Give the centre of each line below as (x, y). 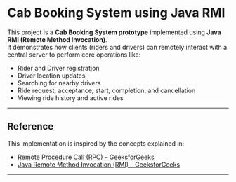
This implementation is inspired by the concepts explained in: (96, 143)
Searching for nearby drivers (59, 83)
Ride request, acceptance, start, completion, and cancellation (106, 90)
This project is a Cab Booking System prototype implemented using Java (114, 32)
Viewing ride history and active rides (71, 98)
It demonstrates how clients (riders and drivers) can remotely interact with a (117, 47)
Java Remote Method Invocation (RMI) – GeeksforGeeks (99, 164)
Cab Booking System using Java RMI (116, 13)
